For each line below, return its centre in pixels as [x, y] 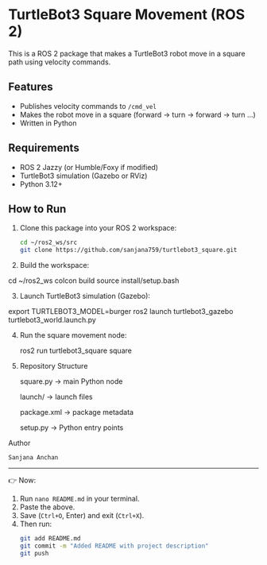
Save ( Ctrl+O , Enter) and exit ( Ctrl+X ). [82, 516]
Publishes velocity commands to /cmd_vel [88, 106]
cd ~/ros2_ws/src [48, 243]
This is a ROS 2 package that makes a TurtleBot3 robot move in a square [127, 53]
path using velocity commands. [60, 62]
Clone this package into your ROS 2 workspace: [98, 228]
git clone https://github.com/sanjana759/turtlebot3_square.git [128, 250]
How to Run [37, 209]
